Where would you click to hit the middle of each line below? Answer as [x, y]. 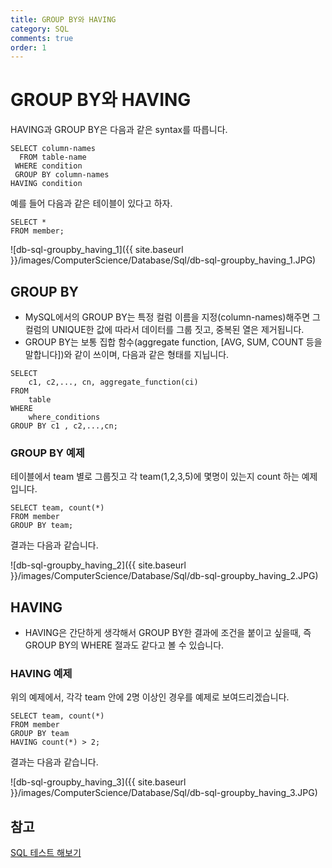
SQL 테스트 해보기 [46, 853]
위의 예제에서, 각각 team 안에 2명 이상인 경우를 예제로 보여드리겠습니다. [150, 697]
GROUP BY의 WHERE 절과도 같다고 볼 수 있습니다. [124, 645]
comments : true [42, 38]
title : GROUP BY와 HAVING [63, 19]
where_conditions [64, 417]
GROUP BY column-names [62, 175]
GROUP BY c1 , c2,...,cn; [64, 426]
